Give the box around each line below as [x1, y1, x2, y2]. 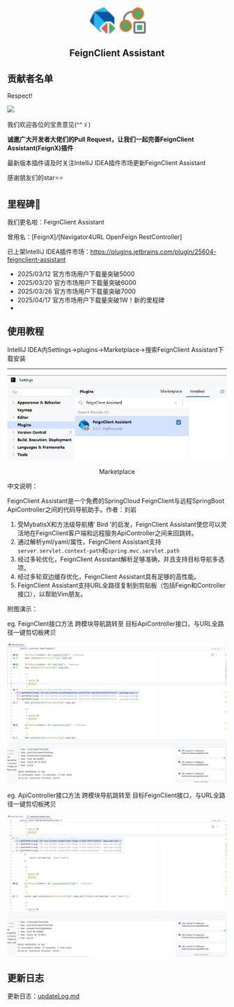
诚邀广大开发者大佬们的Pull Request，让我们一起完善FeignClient [7, 135, 194, 144]
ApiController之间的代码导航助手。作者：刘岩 [7, 505, 137, 514]
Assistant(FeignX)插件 [7, 144, 74, 153]
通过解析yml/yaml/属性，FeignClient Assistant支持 [17, 537, 162, 546]
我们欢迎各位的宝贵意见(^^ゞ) [7, 121, 91, 129]
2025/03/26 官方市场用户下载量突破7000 [17, 287, 136, 295]
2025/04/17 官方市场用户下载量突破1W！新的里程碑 [17, 296, 165, 305]
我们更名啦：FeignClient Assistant [7, 218, 104, 226]
